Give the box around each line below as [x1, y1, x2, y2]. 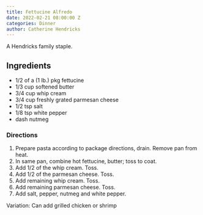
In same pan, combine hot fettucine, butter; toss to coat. [15, 158, 157, 165]
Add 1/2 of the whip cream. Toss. [15, 164, 99, 172]
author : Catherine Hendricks [6, 26, 81, 32]
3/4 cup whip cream [15, 90, 67, 97]
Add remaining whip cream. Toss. [15, 177, 100, 184]
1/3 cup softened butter [15, 83, 75, 90]
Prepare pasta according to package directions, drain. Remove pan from [15, 145, 197, 152]
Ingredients [6, 60, 51, 71]
